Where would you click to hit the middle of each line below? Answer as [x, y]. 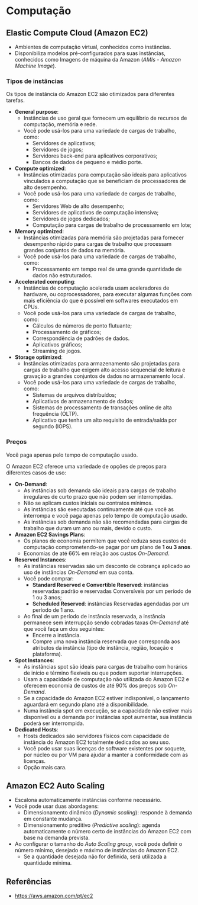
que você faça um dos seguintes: [64, 628]
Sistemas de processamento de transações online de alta [102, 407]
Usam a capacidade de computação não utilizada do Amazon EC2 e [106, 679]
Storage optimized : [39, 357]
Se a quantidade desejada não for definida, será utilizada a [95, 856]
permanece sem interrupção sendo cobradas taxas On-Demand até [106, 622]
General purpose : [37, 112]
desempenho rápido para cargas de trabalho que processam [98, 244]
